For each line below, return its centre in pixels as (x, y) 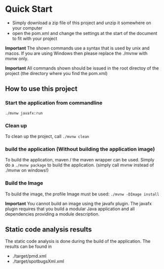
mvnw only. (17, 58)
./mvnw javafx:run (24, 113)
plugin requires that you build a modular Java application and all (70, 209)
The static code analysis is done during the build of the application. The (78, 241)
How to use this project (41, 89)
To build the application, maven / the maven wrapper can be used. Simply (80, 160)
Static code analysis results (49, 229)
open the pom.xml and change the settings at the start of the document (85, 33)
